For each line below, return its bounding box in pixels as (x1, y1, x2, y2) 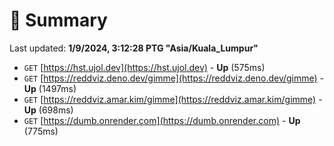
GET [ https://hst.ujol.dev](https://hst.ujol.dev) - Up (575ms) (23, 61, 266, 73)
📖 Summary (9, 9, 108, 32)
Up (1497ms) (23, 82, 77, 94)
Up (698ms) (23, 104, 74, 116)
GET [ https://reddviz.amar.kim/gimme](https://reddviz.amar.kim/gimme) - (23, 93, 323, 105)
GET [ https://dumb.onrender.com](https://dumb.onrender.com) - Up (23, 114, 301, 126)
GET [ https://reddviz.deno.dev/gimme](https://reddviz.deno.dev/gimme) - (23, 72, 325, 84)
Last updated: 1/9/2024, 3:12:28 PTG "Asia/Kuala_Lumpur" (9, 42, 259, 54)
